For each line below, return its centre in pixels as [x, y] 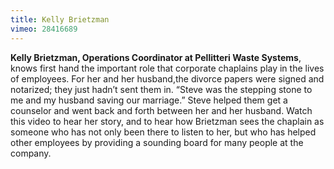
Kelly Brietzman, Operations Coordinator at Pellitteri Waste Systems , [156, 57]
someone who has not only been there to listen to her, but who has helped [163, 132]
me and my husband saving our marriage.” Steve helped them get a [149, 100]
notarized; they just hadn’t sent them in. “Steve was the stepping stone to [161, 89]
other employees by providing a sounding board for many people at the [157, 142]
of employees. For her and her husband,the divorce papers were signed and [167, 78]
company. [31, 153]
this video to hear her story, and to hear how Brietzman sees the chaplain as [167, 121]
